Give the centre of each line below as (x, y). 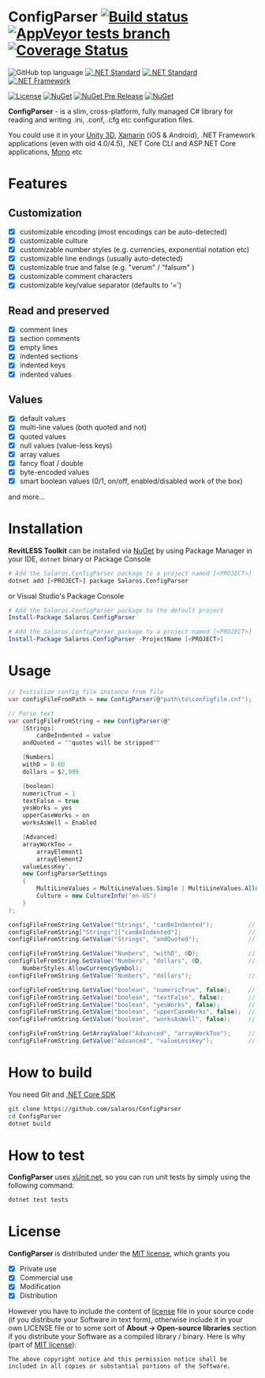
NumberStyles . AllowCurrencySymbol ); (83, 968)
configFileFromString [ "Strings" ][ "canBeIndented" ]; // (132, 932)
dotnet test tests (38, 1200)
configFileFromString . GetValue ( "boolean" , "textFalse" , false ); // (132, 997)
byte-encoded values (54, 472)
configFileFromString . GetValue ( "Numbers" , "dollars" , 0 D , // (132, 961)
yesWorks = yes (47, 808)
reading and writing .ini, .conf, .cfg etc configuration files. (101, 119)
